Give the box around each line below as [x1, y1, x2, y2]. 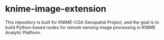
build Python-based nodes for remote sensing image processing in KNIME [5, 24, 156, 30]
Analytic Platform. [5, 29, 41, 35]
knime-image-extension [5, 3, 107, 14]
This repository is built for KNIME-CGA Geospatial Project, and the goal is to [5, 19, 159, 25]
